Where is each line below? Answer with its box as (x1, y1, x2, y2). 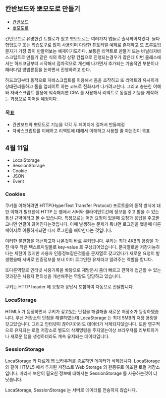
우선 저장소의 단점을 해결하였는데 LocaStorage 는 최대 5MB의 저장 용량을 (15, 315, 158, 321)
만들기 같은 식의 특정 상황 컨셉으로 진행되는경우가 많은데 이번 (26, 54, 144, 60)
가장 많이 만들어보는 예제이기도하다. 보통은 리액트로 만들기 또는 (18, 48, 140, 54)
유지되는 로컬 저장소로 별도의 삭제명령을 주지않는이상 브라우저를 (14, 327, 138, 333)
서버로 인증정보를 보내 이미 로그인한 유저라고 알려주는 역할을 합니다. (22, 257, 154, 263)
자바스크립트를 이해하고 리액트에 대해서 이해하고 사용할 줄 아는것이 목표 (12, 128, 150, 134)
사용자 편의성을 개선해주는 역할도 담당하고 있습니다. (22, 273, 122, 279)
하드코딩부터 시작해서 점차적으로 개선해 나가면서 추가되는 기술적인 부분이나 (14, 60, 159, 66)
